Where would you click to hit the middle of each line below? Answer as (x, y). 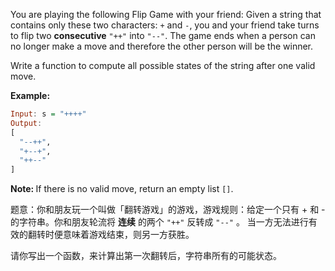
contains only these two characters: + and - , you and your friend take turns (165, 25)
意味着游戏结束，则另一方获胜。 (128, 235)
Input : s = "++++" (48, 114)
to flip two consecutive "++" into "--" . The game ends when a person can (163, 35)
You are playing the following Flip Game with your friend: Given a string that (166, 14)
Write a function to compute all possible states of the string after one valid (163, 65)
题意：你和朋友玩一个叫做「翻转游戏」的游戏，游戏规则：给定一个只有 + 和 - (168, 210)
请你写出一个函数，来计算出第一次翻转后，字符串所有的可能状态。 (146, 256)
